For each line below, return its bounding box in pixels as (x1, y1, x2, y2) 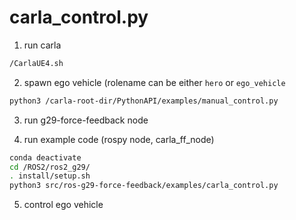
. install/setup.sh (9, 171, 91, 181)
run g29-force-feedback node (23, 114, 149, 126)
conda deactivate (9, 152, 82, 163)
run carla (23, 39, 62, 51)
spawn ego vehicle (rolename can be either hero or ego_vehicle (23, 76, 286, 88)
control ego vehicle (23, 199, 104, 211)
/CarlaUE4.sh (9, 58, 64, 68)
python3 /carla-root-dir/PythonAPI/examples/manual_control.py (9, 96, 279, 106)
